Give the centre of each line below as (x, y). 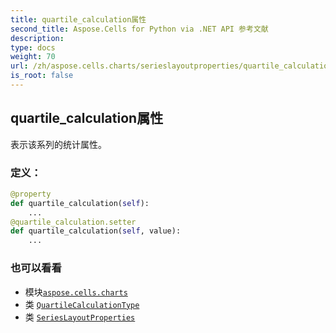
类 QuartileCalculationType (82, 304)
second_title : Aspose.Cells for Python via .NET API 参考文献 (139, 29)
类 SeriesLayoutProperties (80, 317)
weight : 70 (33, 57)
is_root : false (42, 76)
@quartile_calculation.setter (73, 222)
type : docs (33, 47)
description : (37, 38)
